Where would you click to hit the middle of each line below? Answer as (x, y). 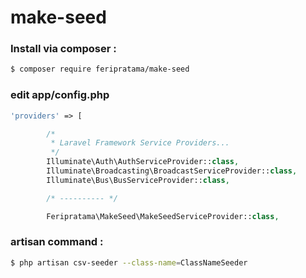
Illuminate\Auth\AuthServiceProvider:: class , (143, 162)
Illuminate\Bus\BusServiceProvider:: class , (138, 180)
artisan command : (57, 242)
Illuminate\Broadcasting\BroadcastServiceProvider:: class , (172, 171)
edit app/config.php (60, 95)
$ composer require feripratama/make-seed (100, 69)
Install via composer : (63, 49)
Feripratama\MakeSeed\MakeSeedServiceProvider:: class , (163, 216)
